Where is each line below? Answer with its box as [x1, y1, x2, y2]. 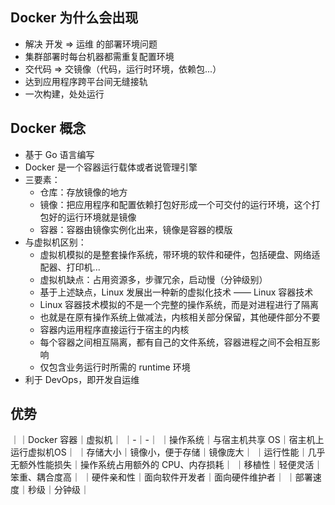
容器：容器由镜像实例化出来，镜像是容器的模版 [39, 223, 233, 235]
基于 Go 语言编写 [24, 148, 95, 160]
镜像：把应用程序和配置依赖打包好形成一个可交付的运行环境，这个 [39, 198, 312, 210]
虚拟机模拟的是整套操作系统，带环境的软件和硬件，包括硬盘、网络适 [39, 248, 321, 260]
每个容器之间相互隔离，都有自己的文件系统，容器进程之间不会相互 [39, 336, 312, 348]
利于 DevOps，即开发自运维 [24, 373, 140, 385]
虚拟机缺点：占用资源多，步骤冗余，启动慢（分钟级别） [39, 273, 268, 285]
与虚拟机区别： [24, 236, 87, 248]
